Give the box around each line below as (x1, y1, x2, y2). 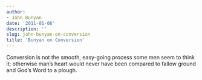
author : (6, 8, 26, 15)
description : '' (6, 25, 47, 32)
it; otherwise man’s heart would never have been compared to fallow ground (6, 60, 197, 67)
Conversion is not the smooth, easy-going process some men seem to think (6, 54, 195, 61)
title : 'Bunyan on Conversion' (6, 37, 85, 43)
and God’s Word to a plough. (6, 67, 77, 73)
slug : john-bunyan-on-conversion (6, 32, 91, 38)
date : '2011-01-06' (6, 20, 56, 26)
